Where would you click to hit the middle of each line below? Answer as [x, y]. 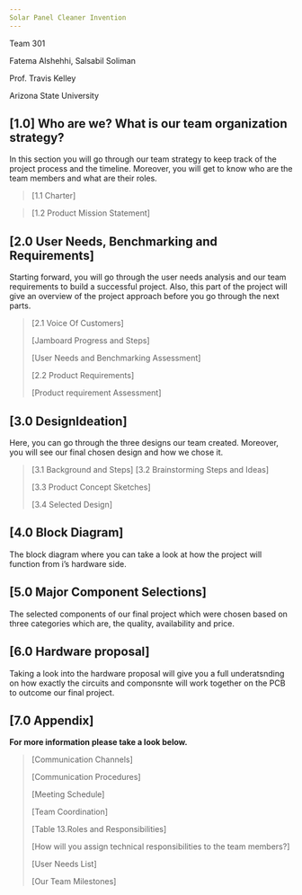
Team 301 [27, 43]
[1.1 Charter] [53, 196]
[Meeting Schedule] [68, 794]
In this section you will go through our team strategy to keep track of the [143, 159]
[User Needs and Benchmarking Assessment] [116, 358]
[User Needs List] [64, 864]
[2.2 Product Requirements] [83, 376]
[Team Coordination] [70, 812]
